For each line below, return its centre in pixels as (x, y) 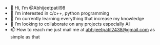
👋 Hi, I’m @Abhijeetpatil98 (38, 8)
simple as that (25, 37)
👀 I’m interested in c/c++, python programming (59, 13)
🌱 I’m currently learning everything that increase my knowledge (77, 18)
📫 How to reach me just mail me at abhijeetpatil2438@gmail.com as (83, 30)
